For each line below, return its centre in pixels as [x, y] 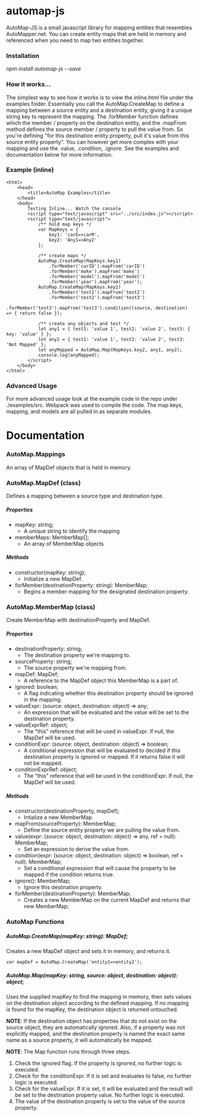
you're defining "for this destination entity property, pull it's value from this [98, 135]
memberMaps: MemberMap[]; [52, 537]
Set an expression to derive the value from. [77, 849]
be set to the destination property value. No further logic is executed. [99, 1095]
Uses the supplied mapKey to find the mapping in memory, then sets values [99, 996]
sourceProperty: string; [43, 661]
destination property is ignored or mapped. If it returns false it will [104, 757]
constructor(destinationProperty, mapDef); [67, 811]
